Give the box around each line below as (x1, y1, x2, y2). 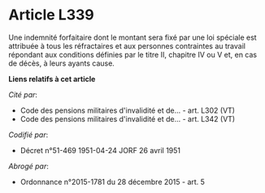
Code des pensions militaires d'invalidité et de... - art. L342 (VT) (20, 114, 236, 123)
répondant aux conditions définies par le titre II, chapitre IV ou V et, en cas (8, 49, 258, 59)
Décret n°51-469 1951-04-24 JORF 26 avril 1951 (20, 145, 181, 155)
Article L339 (8, 6, 95, 24)
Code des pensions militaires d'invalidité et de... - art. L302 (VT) (20, 105, 236, 115)
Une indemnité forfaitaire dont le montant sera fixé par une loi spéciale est (8, 32, 258, 42)
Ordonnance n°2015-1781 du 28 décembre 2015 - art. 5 (20, 177, 206, 187)
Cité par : (8, 89, 38, 99)
